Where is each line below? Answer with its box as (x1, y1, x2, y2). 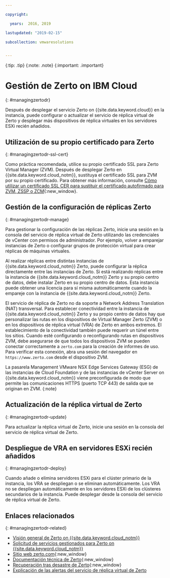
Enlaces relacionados (5, 511, 75, 520)
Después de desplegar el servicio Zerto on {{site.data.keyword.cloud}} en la (5, 107, 164, 113)
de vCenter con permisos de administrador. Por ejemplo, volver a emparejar (5, 237, 164, 243)
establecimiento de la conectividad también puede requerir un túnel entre (5, 327, 159, 333)
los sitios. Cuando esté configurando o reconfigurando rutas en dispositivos (5, 332, 164, 338)
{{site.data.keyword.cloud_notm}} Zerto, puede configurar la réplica (5, 263, 147, 269)
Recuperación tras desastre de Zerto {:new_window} (12, 562, 122, 568)
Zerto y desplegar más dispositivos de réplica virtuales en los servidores (5, 118, 157, 124)
